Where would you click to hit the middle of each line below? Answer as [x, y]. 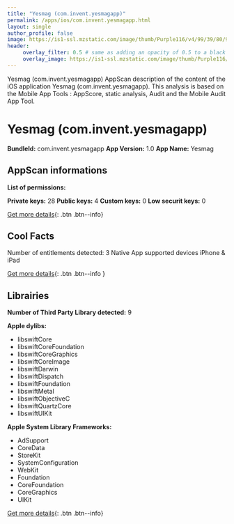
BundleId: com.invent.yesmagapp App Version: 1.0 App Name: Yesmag [111, 148]
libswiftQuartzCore [44, 406]
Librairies [28, 296]
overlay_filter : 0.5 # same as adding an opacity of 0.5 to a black [124, 53]
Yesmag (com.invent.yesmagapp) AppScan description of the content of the [117, 79]
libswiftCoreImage [44, 362]
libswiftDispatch [40, 376]
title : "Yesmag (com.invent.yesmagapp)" [67, 14]
